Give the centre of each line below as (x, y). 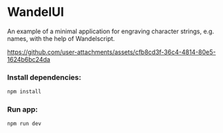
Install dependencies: (44, 77)
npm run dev (24, 124)
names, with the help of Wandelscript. (61, 38)
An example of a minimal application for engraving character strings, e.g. (111, 31)
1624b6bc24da (29, 59)
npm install (24, 92)
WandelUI (36, 12)
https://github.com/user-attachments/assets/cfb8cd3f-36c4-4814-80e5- (111, 52)
